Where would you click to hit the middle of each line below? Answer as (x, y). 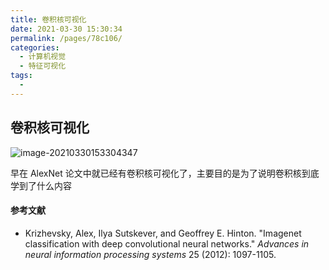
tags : (21, 76)
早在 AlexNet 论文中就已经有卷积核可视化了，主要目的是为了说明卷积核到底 (165, 173)
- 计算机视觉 (43, 57)
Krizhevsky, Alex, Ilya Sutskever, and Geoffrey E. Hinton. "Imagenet (163, 233)
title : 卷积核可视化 (48, 19)
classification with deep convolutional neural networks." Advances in (167, 243)
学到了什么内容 (41, 185)
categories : (35, 47)
